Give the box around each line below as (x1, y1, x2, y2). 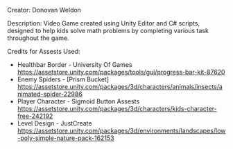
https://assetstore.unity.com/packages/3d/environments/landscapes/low (17, 127, 226, 135)
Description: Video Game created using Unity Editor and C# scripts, (7, 19, 200, 27)
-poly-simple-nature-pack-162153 (17, 134, 114, 142)
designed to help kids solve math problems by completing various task (7, 27, 209, 34)
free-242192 (17, 112, 53, 120)
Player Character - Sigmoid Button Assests (17, 97, 140, 106)
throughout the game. (7, 34, 69, 42)
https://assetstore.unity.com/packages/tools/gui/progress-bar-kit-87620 (17, 68, 225, 76)
